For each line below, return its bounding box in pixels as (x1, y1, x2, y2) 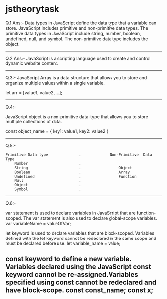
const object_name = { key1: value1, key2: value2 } (5, 128, 109, 134)
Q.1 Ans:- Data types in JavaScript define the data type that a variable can (5, 20, 157, 26)
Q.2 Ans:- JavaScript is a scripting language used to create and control (5, 55, 151, 61)
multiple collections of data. (5, 119, 62, 124)
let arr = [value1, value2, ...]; (5, 89, 63, 95)
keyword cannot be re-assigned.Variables (5, 270, 138, 279)
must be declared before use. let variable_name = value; (5, 240, 121, 246)
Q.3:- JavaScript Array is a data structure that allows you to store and (5, 74, 147, 80)
